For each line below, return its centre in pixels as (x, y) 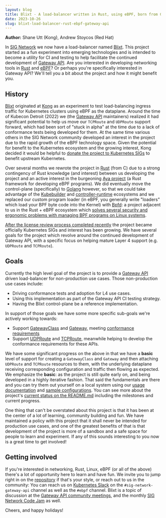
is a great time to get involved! (36, 441)
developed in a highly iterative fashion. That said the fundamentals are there (83, 379)
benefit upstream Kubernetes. (36, 159)
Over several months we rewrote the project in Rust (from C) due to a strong (83, 168)
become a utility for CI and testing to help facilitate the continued (71, 58)
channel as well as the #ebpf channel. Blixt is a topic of (86, 490)
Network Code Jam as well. (33, 500)
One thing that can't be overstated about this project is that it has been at (80, 410)
